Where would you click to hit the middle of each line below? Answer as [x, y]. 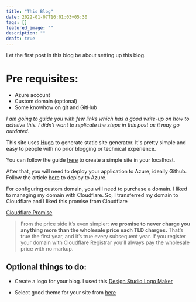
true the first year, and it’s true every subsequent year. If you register [103, 236]
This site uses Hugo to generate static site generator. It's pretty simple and [96, 142]
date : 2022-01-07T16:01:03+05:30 [47, 17]
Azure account [32, 95]
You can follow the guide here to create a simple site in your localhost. [91, 160]
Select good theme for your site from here [65, 292]
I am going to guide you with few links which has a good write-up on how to [98, 119]
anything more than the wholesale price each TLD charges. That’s [102, 230]
